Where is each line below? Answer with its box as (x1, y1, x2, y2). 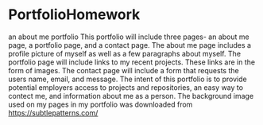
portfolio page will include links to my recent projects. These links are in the (8, 57, 256, 67)
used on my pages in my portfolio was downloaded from (8, 100, 193, 109)
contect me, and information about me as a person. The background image (8, 91, 254, 100)
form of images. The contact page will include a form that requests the (8, 65, 240, 75)
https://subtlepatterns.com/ (8, 107, 99, 117)
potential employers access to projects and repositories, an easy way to (8, 82, 244, 92)
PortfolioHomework (8, 6, 141, 24)
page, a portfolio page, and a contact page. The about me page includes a (8, 40, 252, 49)
